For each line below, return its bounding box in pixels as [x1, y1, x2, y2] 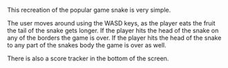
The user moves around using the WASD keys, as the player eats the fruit [7, 19, 216, 27]
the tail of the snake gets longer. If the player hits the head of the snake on [7, 27, 219, 34]
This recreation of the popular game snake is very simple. [7, 6, 171, 14]
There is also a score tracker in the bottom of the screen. [7, 54, 169, 63]
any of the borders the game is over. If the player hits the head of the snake [7, 34, 222, 42]
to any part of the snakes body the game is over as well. [7, 41, 167, 49]
